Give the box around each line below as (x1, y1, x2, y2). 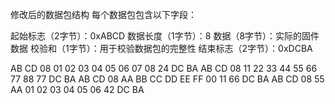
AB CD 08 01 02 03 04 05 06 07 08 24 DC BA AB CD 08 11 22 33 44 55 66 (10, 63, 318, 74)
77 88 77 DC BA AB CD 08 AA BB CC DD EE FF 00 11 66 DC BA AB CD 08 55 (10, 73, 325, 85)
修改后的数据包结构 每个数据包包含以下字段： (10, 9, 197, 20)
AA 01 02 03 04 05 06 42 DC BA (10, 84, 145, 95)
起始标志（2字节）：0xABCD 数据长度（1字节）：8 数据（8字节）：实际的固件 (10, 30, 320, 42)
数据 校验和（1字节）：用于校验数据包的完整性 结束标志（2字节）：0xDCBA (10, 43, 313, 54)
